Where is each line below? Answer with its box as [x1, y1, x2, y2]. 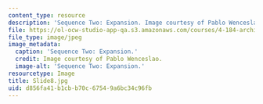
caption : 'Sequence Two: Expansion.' [15, 48, 139, 56]
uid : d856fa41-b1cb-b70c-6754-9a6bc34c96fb [8, 84, 153, 92]
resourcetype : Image [8, 70, 76, 77]
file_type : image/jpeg [8, 33, 82, 41]
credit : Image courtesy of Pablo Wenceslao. [15, 56, 163, 63]
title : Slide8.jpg [8, 77, 68, 84]
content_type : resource [8, 11, 86, 20]
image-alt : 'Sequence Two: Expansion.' [15, 63, 146, 70]
